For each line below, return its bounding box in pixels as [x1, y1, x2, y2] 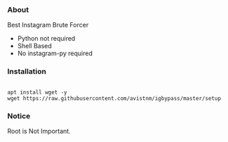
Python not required [17, 34, 76, 43]
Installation [7, 66, 47, 76]
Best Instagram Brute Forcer [7, 21, 89, 29]
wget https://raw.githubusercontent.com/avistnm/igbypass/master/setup [7, 94, 221, 102]
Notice [7, 111, 31, 120]
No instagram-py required [17, 49, 93, 57]
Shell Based [17, 42, 53, 50]
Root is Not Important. [7, 127, 72, 135]
